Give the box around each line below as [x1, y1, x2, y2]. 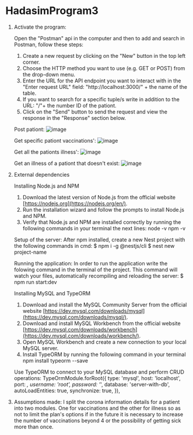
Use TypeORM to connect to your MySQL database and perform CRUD [13, 368, 185, 375]
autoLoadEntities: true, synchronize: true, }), [13, 387, 120, 394]
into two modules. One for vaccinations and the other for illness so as [13, 405, 181, 412]
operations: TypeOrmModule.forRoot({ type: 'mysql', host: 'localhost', [13, 374, 181, 381]
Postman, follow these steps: [13, 41, 84, 48]
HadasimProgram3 [5, 4, 99, 18]
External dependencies [13, 171, 70, 178]
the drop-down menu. [22, 71, 75, 78]
